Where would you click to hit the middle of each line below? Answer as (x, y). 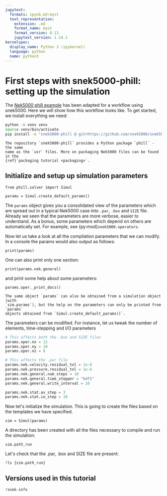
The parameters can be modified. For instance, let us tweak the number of (81, 323)
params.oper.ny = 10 (27, 346)
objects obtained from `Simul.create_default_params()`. (65, 314)
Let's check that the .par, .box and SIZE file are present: (62, 454)
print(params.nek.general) (33, 269)
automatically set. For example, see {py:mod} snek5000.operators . (72, 226)
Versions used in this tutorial (50, 478)
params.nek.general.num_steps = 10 (42, 374)
